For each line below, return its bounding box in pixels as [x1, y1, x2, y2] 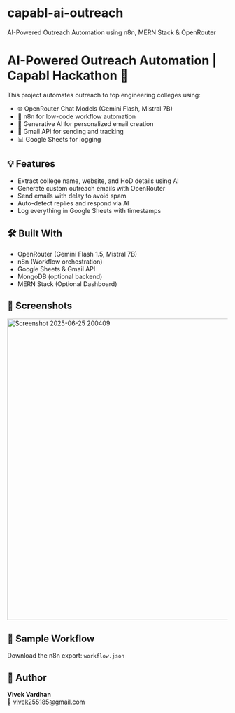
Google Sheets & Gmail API [17, 264, 96, 273]
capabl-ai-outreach [7, 5, 124, 21]
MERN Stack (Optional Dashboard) [17, 279, 117, 288]
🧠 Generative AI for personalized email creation [17, 119, 154, 128]
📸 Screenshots [7, 299, 73, 311]
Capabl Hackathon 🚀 [7, 68, 129, 83]
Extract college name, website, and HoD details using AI [17, 177, 180, 185]
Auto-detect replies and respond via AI [17, 198, 129, 208]
